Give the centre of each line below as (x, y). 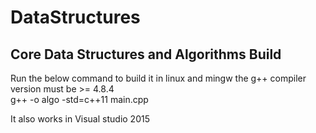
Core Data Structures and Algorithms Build (146, 54)
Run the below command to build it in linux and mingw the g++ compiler (158, 78)
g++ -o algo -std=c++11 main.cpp (79, 99)
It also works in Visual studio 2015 (80, 119)
